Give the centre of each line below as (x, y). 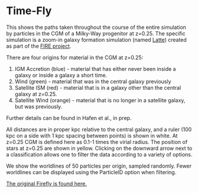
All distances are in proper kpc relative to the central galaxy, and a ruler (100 (99, 129)
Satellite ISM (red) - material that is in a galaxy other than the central (98, 87)
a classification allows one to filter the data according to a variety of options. (99, 154)
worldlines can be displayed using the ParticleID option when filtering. (91, 172)
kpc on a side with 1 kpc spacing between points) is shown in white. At (92, 135)
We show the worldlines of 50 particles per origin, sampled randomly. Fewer (99, 166)
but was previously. (38, 106)
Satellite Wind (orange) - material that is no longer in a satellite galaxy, (100, 100)
